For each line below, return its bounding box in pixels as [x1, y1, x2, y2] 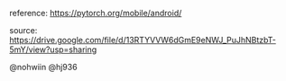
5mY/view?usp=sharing [9, 44, 97, 55]
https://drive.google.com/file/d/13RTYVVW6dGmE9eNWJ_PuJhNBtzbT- [9, 35, 277, 45]
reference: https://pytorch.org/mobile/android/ [9, 8, 182, 18]
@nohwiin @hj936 [9, 62, 78, 72]
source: [9, 25, 38, 35]
